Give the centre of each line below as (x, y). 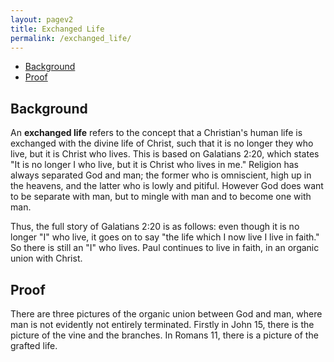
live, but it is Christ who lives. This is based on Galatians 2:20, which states (165, 154)
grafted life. (34, 345)
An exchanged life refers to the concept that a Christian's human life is (156, 133)
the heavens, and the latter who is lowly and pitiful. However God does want (167, 186)
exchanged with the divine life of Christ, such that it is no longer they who (162, 143)
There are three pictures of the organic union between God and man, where (166, 314)
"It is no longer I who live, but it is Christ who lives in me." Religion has (154, 165)
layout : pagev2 (42, 19)
